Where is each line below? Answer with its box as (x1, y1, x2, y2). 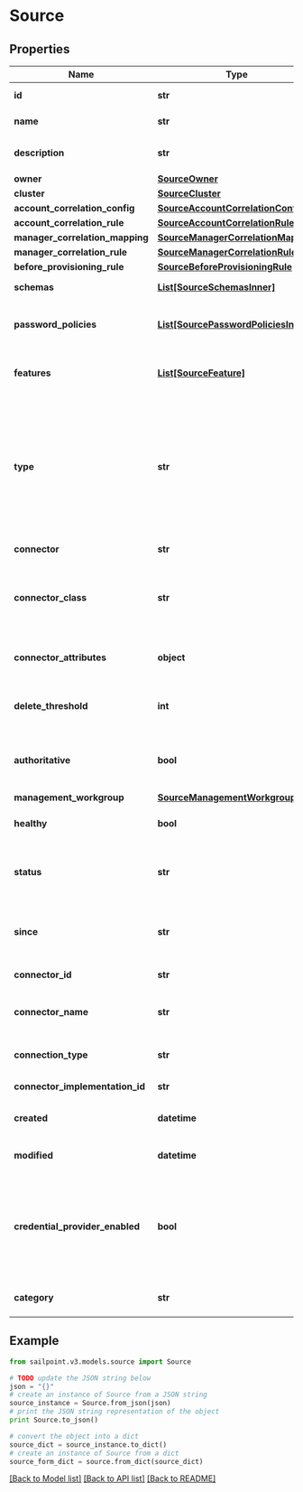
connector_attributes (14, 651, 106, 664)
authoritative (14, 754, 71, 766)
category (14, 1292, 54, 1303)
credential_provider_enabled (14, 1220, 141, 1233)
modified (14, 1149, 54, 1161)
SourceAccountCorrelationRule (157, 217, 295, 228)
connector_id (14, 968, 72, 981)
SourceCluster (157, 187, 221, 200)
